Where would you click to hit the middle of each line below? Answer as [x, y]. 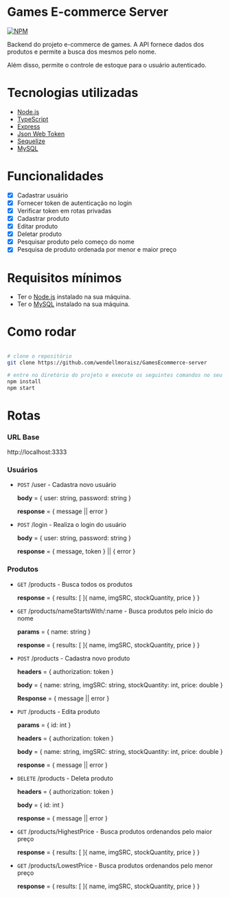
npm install [24, 381]
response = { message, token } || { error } [76, 552]
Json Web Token [41, 133]
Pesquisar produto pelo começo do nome [76, 242]
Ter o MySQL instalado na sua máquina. [73, 304]
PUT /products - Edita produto [58, 711]
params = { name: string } [54, 631]
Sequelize [31, 141]
